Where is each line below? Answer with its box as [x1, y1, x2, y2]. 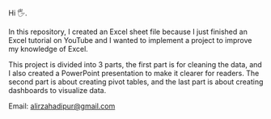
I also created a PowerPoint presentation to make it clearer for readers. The [8, 69, 260, 78]
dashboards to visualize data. [8, 86, 107, 95]
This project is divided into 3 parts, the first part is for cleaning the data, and [8, 60, 263, 69]
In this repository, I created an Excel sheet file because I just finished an [8, 27, 248, 36]
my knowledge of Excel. [8, 45, 89, 53]
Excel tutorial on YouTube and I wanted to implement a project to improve [8, 36, 252, 45]
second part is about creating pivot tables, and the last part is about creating [8, 77, 264, 87]
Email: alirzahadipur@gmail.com [8, 101, 116, 111]
